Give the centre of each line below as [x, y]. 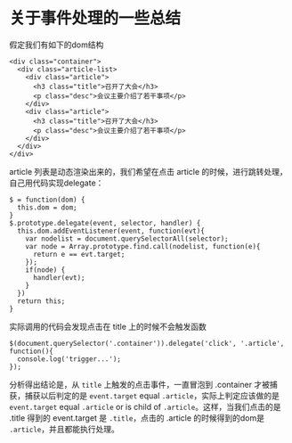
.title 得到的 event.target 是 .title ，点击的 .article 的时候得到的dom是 [137, 418]
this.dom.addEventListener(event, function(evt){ [111, 231]
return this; [41, 301]
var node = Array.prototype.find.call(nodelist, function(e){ [143, 246]
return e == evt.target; [79, 254]
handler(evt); [59, 277]
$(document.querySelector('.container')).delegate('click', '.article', [147, 343]
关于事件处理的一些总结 [95, 18]
